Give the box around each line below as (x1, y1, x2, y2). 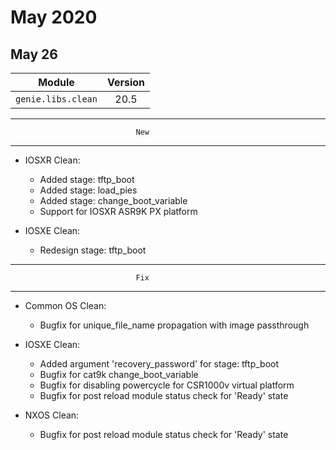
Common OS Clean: (24, 300, 107, 311)
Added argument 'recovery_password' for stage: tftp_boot (39, 358, 280, 370)
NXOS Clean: (24, 409, 80, 421)
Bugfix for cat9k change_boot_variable (39, 369, 199, 380)
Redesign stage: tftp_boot (39, 244, 147, 256)
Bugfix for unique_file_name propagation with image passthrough (39, 319, 310, 331)
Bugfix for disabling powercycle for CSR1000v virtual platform (39, 379, 295, 391)
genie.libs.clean (15, 94, 98, 105)
